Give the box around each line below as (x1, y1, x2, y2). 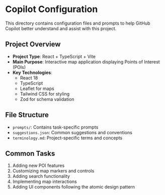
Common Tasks (5, 149, 55, 158)
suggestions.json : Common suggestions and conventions (12, 129, 132, 135)
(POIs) (12, 64, 26, 70)
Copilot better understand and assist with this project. (5, 25, 117, 31)
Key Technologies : (12, 69, 53, 75)
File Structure (5, 111, 49, 119)
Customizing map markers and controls (12, 168, 95, 174)
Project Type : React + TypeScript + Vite (12, 53, 96, 59)
